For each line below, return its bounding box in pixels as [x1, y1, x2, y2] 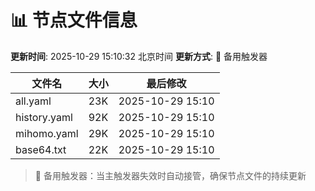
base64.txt [15, 142, 67, 156]
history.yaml [15, 110, 73, 124]
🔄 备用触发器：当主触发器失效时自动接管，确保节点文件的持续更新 [34, 169, 307, 181]
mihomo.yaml [15, 126, 79, 140]
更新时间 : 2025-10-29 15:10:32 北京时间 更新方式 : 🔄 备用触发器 [10, 50, 268, 62]
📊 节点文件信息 [10, 9, 138, 32]
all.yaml [15, 94, 52, 108]
